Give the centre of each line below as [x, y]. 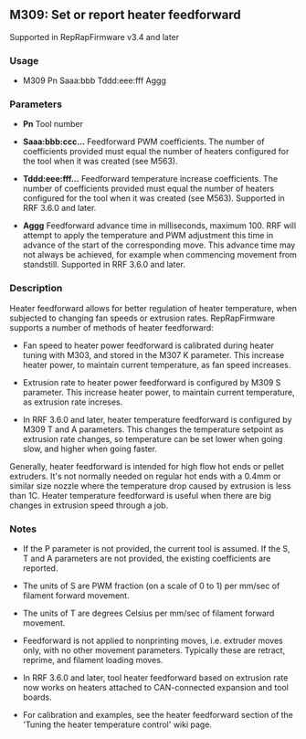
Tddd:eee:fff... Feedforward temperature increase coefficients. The [150, 179]
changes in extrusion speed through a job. [89, 505]
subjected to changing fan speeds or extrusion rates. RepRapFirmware [142, 318]
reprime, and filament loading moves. [93, 660]
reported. [40, 568]
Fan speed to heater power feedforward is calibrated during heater [148, 345]
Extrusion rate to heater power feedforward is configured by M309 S [152, 382]
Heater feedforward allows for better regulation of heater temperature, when [153, 308]
